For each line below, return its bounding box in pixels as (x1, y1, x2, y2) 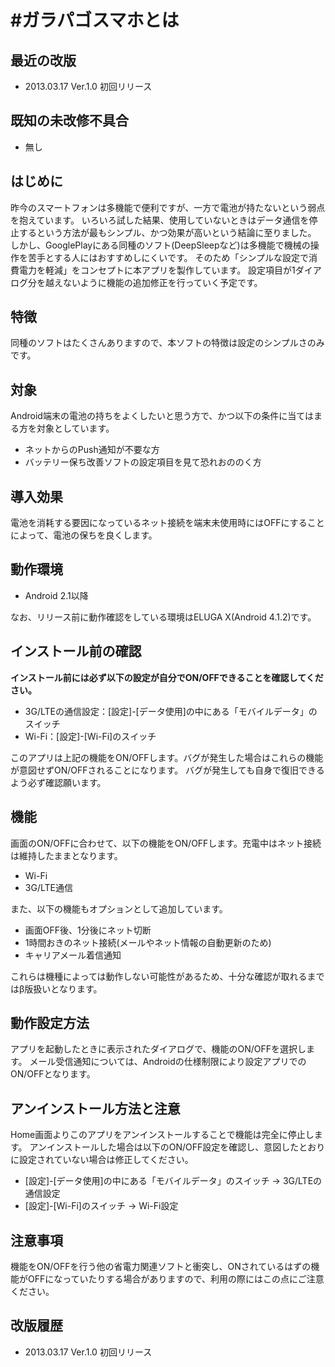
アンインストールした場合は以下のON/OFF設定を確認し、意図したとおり (29, 1141, 326, 1153)
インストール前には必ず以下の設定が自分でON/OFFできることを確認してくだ (10, 671, 324, 683)
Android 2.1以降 (24, 589, 89, 601)
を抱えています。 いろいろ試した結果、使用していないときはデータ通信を (10, 214, 310, 226)
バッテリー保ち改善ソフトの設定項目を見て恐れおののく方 (24, 456, 262, 468)
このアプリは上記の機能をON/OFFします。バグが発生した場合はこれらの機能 (10, 751, 324, 763)
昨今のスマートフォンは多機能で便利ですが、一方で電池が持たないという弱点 (10, 201, 326, 213)
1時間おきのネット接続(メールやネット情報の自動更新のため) (24, 936, 272, 948)
